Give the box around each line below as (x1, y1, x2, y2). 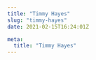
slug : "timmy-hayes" (7, 17, 68, 24)
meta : (7, 36, 23, 43)
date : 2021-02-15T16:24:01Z (7, 23, 90, 30)
